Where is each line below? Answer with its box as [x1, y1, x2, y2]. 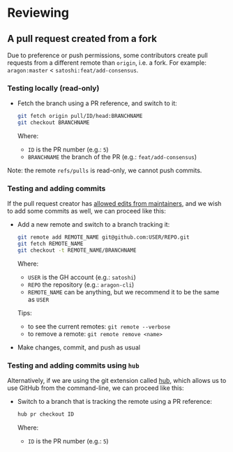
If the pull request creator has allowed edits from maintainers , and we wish [7, 199, 222, 208]
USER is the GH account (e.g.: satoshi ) [27, 273, 136, 281]
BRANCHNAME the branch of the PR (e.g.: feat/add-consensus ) [27, 153, 197, 161]
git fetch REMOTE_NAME [17, 241, 84, 248]
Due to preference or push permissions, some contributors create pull [7, 51, 208, 59]
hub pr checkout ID [17, 411, 75, 418]
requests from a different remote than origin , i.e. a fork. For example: [7, 59, 207, 67]
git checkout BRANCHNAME [17, 119, 90, 126]
